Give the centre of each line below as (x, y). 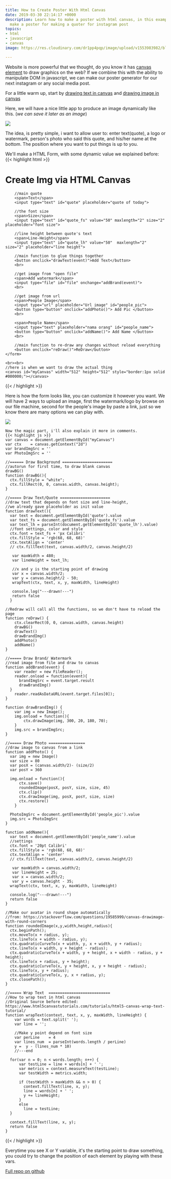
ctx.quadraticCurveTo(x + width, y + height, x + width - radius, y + (86, 953)
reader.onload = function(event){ (51, 676)
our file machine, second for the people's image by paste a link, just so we (83, 406)
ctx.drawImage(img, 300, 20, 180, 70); (66, 721)
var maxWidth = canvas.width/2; (46, 868)
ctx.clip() (30, 792)
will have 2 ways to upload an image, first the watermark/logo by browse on (85, 401)
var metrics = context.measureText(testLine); (69, 1068)
